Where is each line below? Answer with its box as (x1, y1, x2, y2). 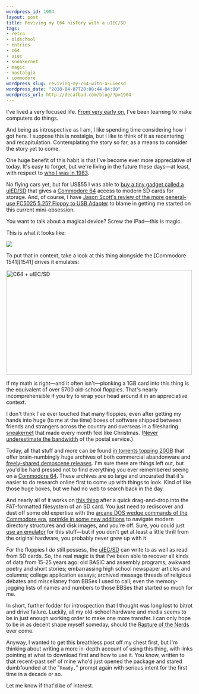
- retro (6, 31, 26, 37)
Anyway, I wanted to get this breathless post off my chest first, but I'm (6, 639, 178, 646)
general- (165, 193, 187, 200)
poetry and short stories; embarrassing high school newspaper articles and (6, 565, 191, 572)
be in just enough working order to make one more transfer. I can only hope (6, 614, 191, 621)
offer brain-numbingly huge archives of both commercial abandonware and (6, 453, 191, 460)
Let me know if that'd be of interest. (6, 681, 94, 689)
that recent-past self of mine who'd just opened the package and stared (6, 658, 182, 665)
